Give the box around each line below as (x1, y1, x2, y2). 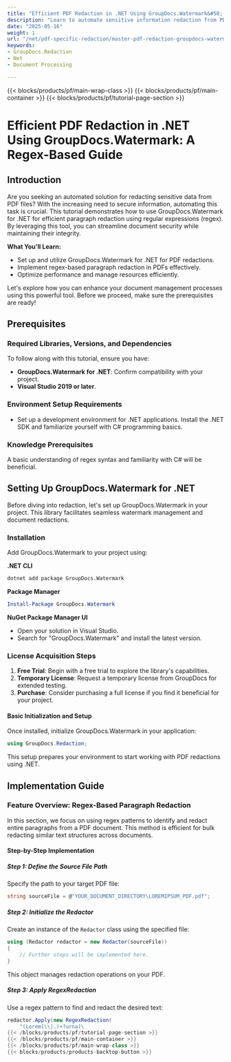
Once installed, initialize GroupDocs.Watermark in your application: (7, 727, 197, 735)
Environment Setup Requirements (7, 400, 122, 410)
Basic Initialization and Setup (7, 712, 92, 720)
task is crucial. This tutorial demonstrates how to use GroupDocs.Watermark (7, 207, 223, 215)
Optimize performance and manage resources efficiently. (16, 270, 179, 279)
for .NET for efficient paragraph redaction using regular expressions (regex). (7, 214, 223, 222)
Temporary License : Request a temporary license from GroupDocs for (16, 674, 217, 682)
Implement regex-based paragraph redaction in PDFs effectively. (16, 263, 201, 271)
